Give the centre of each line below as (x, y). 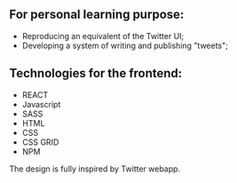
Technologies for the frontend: (96, 73)
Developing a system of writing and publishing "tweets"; (125, 45)
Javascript (41, 104)
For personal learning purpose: (97, 15)
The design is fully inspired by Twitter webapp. (95, 169)
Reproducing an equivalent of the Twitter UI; (103, 36)
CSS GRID (40, 142)
